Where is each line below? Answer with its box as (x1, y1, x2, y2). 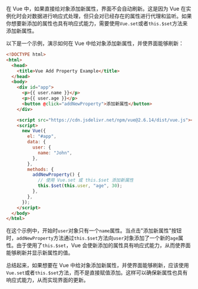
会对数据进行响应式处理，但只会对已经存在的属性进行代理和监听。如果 (21, 12, 192, 19)
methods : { (27, 166, 54, 172)
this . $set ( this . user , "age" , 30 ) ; (37, 183, 123, 189)
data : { (27, 139, 46, 145)
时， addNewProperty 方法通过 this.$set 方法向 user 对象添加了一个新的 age (6, 235, 179, 242)
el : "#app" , (27, 133, 57, 140)
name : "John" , (37, 150, 72, 156)
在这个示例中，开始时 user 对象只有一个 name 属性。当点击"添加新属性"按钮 (6, 227, 182, 234)
